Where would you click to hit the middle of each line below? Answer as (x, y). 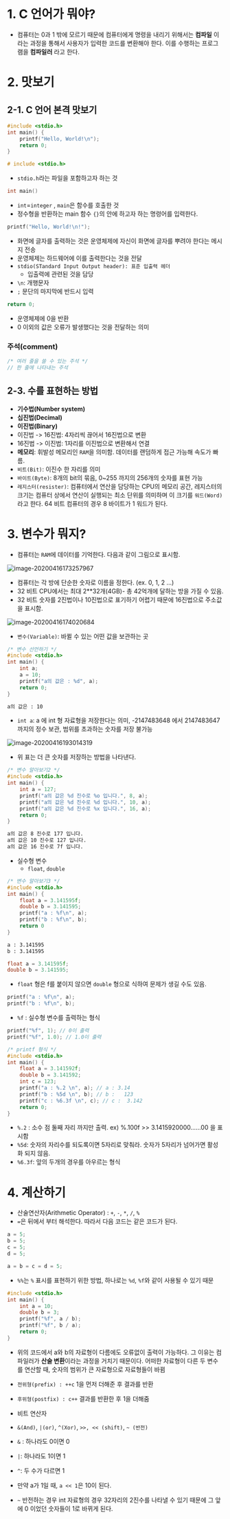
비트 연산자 (32, 1413)
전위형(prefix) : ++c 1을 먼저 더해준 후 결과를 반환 (85, 1384)
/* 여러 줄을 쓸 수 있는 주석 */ (48, 361)
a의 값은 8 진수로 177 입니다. (45, 834)
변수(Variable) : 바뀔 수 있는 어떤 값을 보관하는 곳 (83, 636)
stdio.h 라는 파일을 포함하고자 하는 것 (67, 178)
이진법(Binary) (37, 426)
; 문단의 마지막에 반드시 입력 (55, 291)
